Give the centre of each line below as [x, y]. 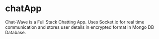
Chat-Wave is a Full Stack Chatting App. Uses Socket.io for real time [75, 22]
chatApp [23, 9]
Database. [16, 32]
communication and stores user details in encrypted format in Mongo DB [79, 27]
